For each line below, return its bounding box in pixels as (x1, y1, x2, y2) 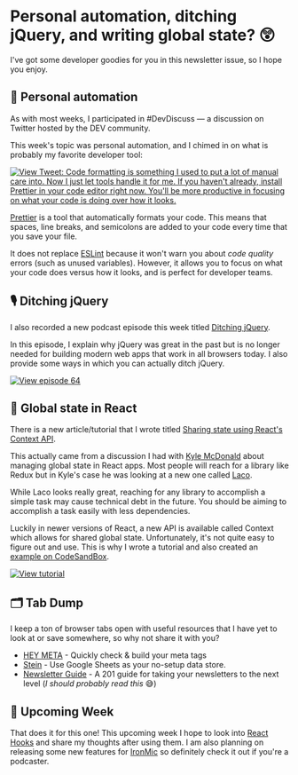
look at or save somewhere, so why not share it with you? (10, 633, 220, 644)
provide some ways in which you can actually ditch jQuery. (10, 358, 225, 368)
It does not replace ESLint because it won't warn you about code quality (10, 248, 274, 258)
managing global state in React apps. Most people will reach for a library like (10, 460, 289, 471)
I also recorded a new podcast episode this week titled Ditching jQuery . (10, 321, 271, 332)
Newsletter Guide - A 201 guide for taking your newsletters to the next (22, 668, 279, 680)
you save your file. (10, 231, 78, 241)
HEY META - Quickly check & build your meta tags (22, 650, 208, 660)
